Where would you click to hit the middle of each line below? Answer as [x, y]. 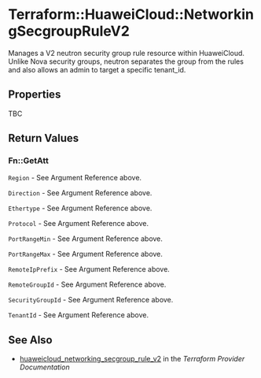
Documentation [44, 367]
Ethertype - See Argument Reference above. [80, 208]
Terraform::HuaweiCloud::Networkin [131, 15]
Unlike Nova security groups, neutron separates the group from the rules [126, 61]
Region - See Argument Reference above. [75, 178]
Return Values [44, 138]
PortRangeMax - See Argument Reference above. [86, 254]
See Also [30, 340]
